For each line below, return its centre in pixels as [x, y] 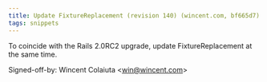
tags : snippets [34, 23]
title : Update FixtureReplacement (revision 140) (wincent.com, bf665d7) [134, 16]
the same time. [33, 54]
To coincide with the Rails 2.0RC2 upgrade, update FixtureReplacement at [130, 45]
